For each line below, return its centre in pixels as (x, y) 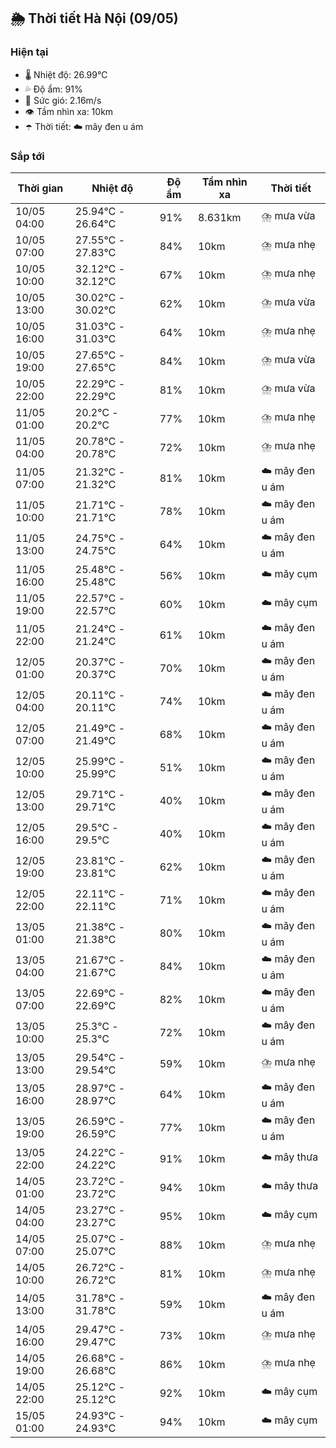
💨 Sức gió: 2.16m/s (63, 100)
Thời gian (40, 188)
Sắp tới (27, 156)
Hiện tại (29, 52)
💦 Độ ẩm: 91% (53, 89)
